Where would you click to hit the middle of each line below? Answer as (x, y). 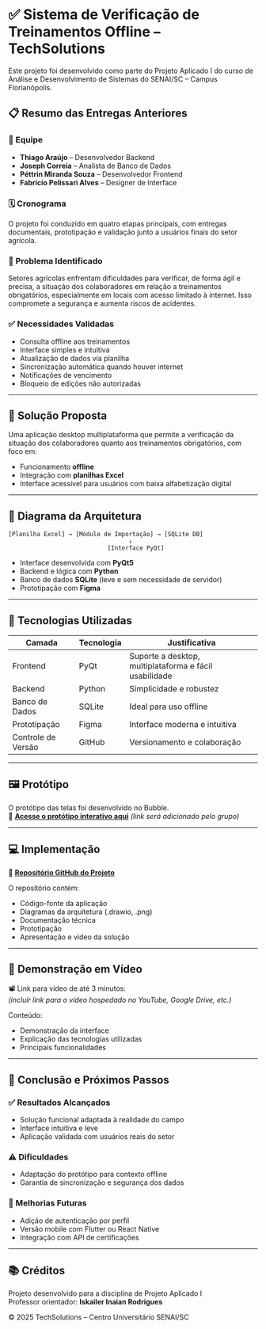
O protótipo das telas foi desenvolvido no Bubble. (89, 807)
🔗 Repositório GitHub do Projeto (61, 872)
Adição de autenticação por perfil (74, 1220)
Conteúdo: (25, 1015)
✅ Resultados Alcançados (59, 1102)
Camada (42, 642)
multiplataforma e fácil (171, 665)
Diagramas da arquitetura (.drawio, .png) (86, 912)
